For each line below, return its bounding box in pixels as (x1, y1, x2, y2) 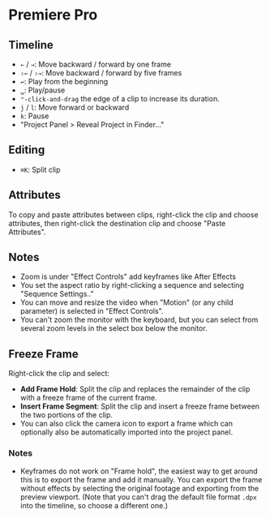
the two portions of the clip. (19, 410, 114, 420)
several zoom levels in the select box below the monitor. (19, 323, 208, 333)
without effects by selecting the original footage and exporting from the (19, 483, 259, 493)
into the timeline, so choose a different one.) (19, 500, 169, 510)
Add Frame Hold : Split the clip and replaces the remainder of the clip (19, 384, 251, 394)
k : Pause (19, 111, 49, 121)
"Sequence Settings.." (19, 289, 95, 299)
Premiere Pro (8, 6, 98, 24)
